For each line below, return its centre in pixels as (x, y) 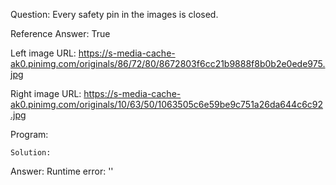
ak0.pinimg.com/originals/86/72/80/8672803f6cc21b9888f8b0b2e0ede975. (168, 63)
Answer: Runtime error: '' (62, 171)
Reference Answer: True (60, 33)
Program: (29, 134)
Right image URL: (46, 93)
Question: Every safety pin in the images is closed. (114, 14)
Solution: (31, 153)
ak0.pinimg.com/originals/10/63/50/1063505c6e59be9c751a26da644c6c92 (167, 104)
